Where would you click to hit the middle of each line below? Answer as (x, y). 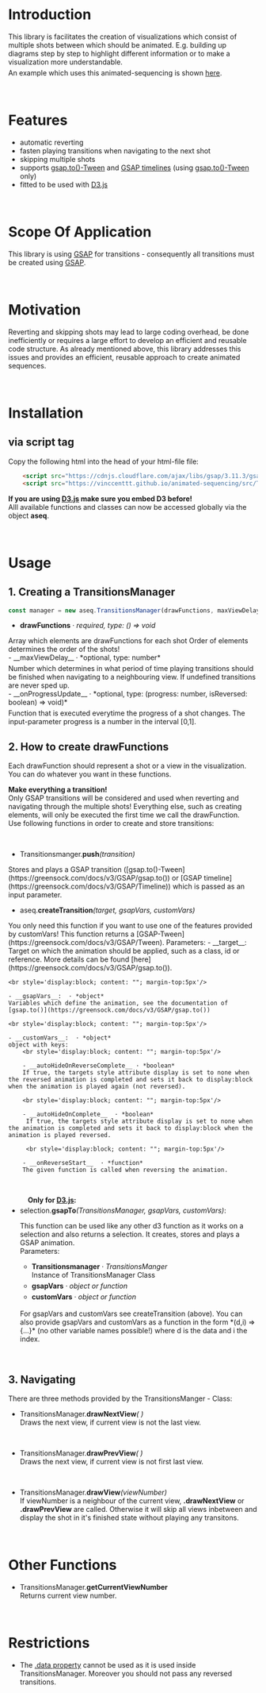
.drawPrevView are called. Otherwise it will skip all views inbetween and (138, 1509)
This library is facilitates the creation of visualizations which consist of (123, 37)
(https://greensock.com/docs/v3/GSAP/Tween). (86, 943)
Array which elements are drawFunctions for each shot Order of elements (128, 641)
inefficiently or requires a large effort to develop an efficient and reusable (127, 340)
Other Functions (63, 1565)
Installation (46, 413)
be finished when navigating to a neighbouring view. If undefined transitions (132, 677)
